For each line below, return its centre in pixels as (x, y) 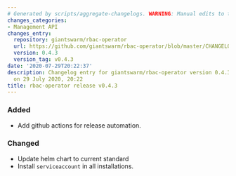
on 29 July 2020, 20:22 (48, 79)
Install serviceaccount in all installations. (76, 166)
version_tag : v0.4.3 (44, 60)
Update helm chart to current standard (73, 158)
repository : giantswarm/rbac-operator (71, 40)
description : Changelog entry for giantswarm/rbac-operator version (110, 72)
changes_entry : (29, 33)
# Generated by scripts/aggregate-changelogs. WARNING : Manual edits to (116, 14)
